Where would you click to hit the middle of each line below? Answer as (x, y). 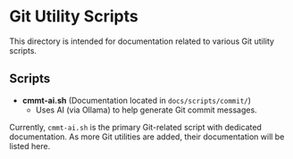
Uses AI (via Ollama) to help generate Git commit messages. (146, 110)
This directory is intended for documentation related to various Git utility (142, 41)
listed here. (30, 146)
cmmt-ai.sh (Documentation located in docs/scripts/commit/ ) (137, 100)
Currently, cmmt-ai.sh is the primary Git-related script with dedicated (135, 127)
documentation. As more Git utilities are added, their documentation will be (147, 137)
